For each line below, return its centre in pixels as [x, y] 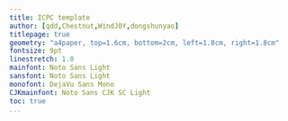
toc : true [28, 101]
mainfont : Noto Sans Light [60, 68]
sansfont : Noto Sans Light [60, 76]
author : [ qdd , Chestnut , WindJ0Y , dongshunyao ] [94, 26]
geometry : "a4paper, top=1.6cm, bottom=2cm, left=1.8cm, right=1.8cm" [144, 43]
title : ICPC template [50, 17]
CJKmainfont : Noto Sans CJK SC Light [80, 92]
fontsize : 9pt [36, 51]
